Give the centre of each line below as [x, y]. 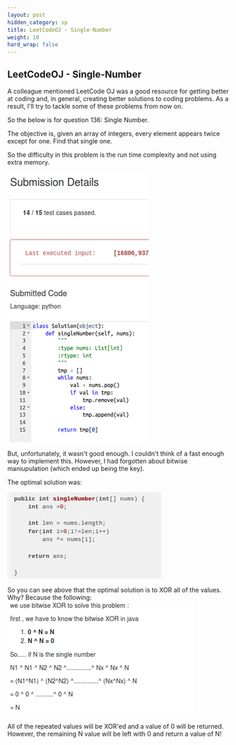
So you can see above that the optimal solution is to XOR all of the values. [114, 590]
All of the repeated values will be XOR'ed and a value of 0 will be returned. [116, 726]
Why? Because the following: [49, 597]
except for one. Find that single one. [60, 141]
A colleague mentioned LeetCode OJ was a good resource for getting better [118, 91]
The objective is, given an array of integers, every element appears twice [114, 133]
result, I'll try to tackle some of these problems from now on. [95, 106]
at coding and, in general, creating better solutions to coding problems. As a [118, 98]
